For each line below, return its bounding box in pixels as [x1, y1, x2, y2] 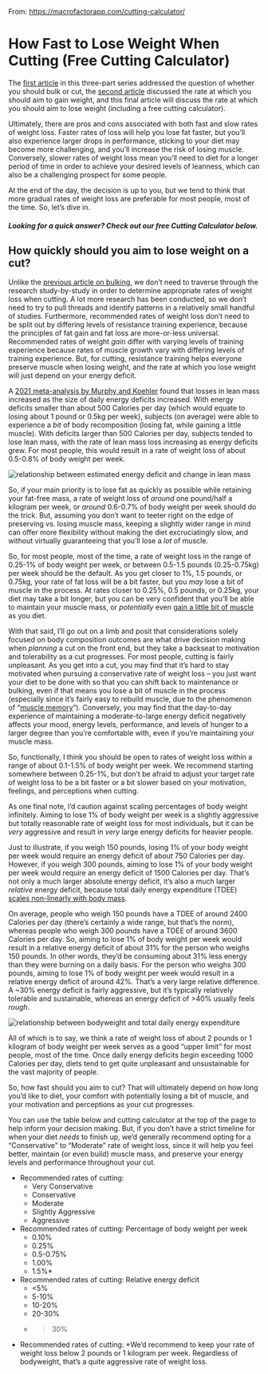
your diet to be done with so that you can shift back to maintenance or [8, 677, 239, 687]
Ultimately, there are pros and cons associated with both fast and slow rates [8, 119, 258, 129]
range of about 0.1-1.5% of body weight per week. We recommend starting [8, 760, 254, 770]
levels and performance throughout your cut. [8, 1158, 156, 1167]
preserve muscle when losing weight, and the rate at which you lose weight [8, 363, 257, 372]
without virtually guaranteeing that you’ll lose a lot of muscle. [8, 536, 209, 546]
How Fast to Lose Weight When [8, 35, 220, 53]
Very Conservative [31, 1181, 93, 1191]
